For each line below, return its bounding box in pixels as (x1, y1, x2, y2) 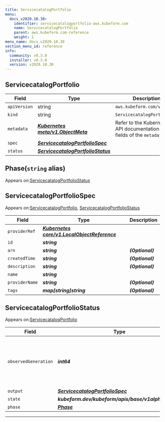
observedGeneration (7, 359, 53, 364)
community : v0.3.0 (9, 53, 48, 58)
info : (5, 48, 16, 53)
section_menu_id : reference (5, 44, 63, 49)
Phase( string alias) (5, 164, 65, 173)
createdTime (7, 256, 36, 261)
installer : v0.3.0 (9, 58, 48, 63)
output (7, 389, 23, 394)
